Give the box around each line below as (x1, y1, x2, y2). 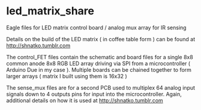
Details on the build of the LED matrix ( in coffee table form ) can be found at (6, 35, 196, 42)
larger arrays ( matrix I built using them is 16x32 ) (6, 72, 127, 80)
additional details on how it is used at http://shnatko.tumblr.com (6, 97, 163, 104)
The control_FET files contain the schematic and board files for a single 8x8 (6, 53, 193, 60)
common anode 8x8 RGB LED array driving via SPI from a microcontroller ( (6, 60, 191, 67)
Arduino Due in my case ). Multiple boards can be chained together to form (6, 66, 192, 73)
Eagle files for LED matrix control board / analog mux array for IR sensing (6, 24, 187, 31)
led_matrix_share (6, 4, 95, 18)
